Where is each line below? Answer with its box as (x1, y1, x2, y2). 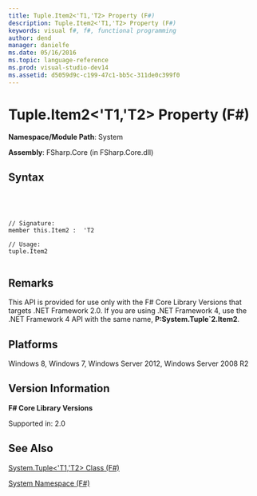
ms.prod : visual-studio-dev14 (8, 64, 109, 72)
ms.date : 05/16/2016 (8, 49, 77, 57)
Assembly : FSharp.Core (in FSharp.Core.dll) (8, 147, 154, 157)
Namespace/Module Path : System (8, 132, 124, 141)
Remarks (8, 276, 54, 290)
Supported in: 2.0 (8, 419, 66, 428)
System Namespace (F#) (8, 478, 90, 488)
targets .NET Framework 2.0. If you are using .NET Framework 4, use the (8, 306, 247, 315)
